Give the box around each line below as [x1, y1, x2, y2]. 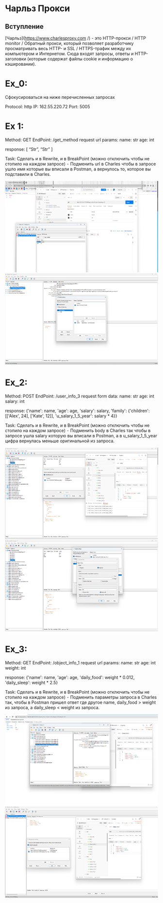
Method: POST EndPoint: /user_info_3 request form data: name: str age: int [5, 393, 154, 399]
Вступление [5, 22, 44, 31]
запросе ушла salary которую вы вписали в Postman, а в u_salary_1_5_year [5, 433, 158, 438]
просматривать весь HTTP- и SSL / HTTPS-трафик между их [5, 46, 131, 51]
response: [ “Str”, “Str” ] [5, 146, 53, 152]
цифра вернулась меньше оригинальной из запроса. [5, 438, 115, 444]
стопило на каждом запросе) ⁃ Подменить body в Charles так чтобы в [5, 427, 151, 433]
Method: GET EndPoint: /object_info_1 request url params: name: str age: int [5, 659, 156, 665]
